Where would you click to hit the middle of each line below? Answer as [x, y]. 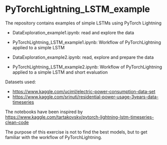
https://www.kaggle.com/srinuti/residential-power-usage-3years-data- [85, 97]
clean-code [17, 122]
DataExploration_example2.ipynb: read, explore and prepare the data [83, 57]
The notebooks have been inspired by [44, 112]
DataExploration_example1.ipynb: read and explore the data [73, 32]
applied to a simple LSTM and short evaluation [60, 72]
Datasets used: [21, 82]
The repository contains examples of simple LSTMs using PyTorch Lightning [83, 23]
